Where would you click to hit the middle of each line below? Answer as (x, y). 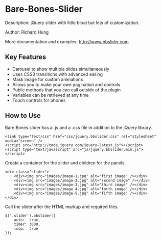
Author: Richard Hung (27, 32)
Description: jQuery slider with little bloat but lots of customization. (72, 23)
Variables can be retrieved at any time (50, 95)
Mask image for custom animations (47, 79)
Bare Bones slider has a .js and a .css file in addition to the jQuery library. (79, 127)
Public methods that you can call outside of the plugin (66, 90)
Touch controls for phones (39, 100)
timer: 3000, (27, 224)
